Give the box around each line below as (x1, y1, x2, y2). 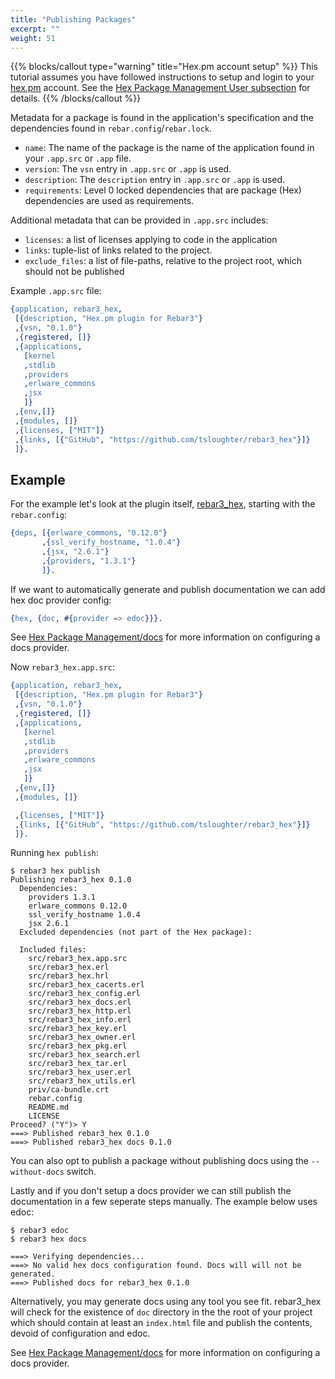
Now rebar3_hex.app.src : (10, 661, 115, 673)
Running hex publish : (10, 847, 99, 859)
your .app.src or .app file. (24, 152, 132, 165)
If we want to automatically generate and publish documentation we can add (10, 583, 326, 595)
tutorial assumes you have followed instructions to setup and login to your (10, 71, 315, 83)
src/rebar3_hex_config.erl (28, 989, 141, 999)
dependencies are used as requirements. (24, 195, 195, 207)
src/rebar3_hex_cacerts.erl (28, 980, 145, 990)
